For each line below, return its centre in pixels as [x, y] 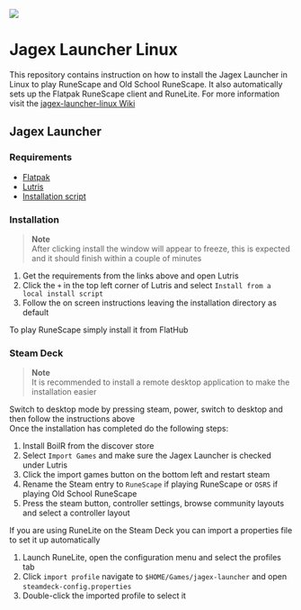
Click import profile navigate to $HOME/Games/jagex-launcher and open [155, 577]
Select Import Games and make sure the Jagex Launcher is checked [146, 456]
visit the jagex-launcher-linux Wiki [72, 103]
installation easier [64, 392]
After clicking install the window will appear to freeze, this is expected [160, 249]
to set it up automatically [55, 540]
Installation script [54, 196]
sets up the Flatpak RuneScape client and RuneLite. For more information [145, 94]
